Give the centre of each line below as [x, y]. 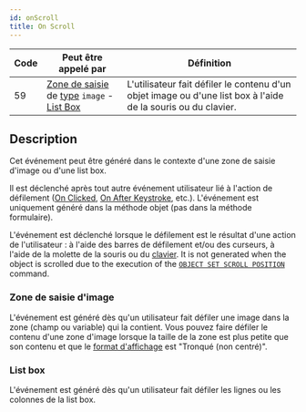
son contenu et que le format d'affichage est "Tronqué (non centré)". [138, 346]
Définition [210, 63]
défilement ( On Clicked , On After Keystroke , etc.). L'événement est [134, 198]
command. [30, 273]
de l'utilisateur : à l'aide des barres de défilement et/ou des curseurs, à [142, 245]
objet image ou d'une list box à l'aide [205, 95]
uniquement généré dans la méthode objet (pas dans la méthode [131, 208]
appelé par [82, 68]
